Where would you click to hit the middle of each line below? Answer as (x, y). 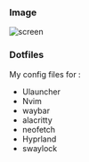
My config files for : (45, 74)
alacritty (37, 120)
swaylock (40, 148)
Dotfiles (27, 55)
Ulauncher (41, 92)
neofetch (39, 129)
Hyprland (39, 139)
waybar (36, 110)
